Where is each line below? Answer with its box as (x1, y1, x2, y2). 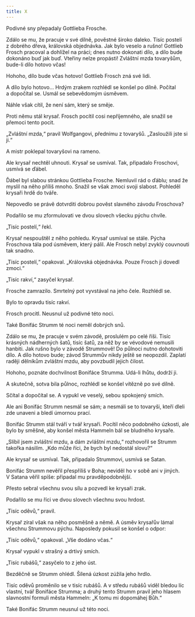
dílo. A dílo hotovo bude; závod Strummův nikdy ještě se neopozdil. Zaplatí (6, 351, 186, 358)
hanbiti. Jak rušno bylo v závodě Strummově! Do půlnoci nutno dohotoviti (6, 345, 183, 352)
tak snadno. (6, 247, 35, 254)
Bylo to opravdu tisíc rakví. (6, 298, 70, 305)
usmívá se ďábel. (6, 165, 48, 172)
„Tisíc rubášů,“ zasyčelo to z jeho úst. (6, 559, 97, 566)
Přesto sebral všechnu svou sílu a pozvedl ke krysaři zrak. (6, 485, 146, 492)
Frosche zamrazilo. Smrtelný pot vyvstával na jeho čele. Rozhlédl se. (6, 287, 172, 294)
